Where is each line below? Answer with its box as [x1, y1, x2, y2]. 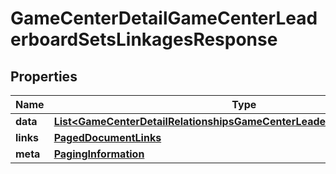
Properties [10, 68, 78, 85]
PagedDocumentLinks [53, 131, 162, 144]
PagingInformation [53, 147, 145, 161]
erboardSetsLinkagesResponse [10, 28, 278, 51]
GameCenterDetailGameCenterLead [10, 7, 318, 30]
